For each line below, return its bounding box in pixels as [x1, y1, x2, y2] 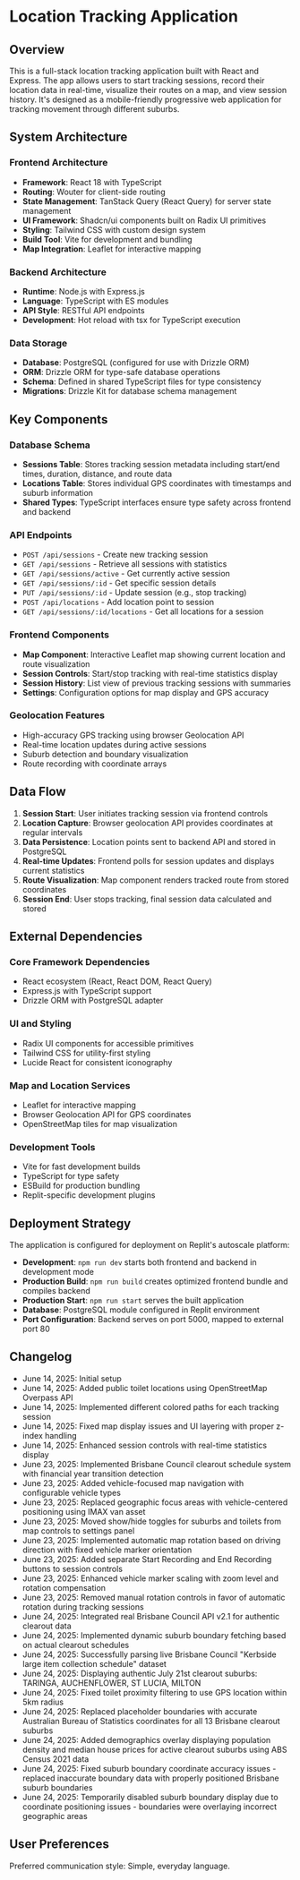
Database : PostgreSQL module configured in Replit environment [21, 1304, 260, 1315]
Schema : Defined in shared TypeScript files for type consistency [21, 376, 261, 387]
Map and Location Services [9, 1079, 132, 1091]
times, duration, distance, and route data [21, 468, 173, 479]
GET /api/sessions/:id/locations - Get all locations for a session [21, 606, 264, 617]
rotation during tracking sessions [21, 1601, 145, 1612]
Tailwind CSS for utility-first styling [21, 1047, 150, 1058]
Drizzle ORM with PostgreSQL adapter [21, 996, 164, 1006]
